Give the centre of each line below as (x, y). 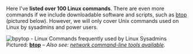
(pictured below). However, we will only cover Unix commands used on (92, 21)
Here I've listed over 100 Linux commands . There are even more (85, 9)
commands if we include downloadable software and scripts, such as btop (97, 15)
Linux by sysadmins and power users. (52, 27)
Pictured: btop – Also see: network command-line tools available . (86, 45)
